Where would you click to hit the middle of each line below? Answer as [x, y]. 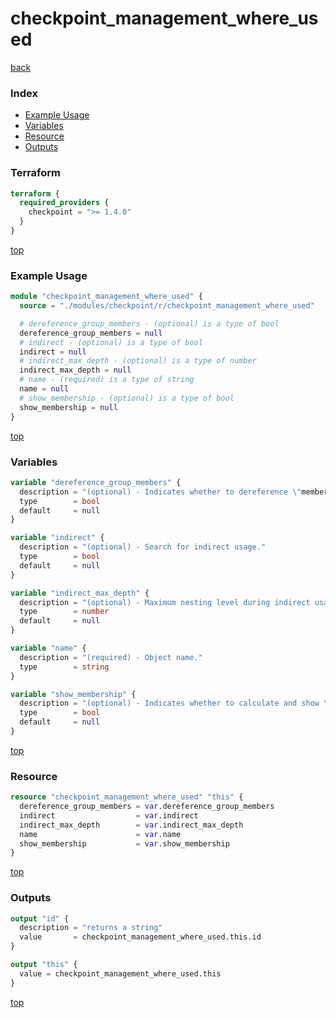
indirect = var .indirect [109, 815]
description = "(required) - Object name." [111, 657]
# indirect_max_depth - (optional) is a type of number [138, 361]
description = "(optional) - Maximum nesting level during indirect [165, 602]
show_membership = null [68, 407]
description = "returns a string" [91, 928]
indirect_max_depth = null [75, 370]
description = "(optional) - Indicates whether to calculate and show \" [176, 703]
